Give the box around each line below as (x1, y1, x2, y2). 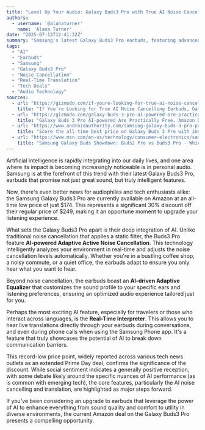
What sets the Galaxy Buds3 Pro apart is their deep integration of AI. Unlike (6, 226, 195, 233)
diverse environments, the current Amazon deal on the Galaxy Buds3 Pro (6, 410, 190, 417)
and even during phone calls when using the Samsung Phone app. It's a (6, 328, 187, 335)
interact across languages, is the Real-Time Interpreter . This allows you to (6, 315, 194, 322)
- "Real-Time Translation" (12, 77, 81, 83)
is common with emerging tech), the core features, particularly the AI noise (6, 379, 195, 386)
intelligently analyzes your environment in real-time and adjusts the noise (6, 246, 190, 253)
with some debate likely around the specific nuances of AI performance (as (6, 372, 196, 380)
